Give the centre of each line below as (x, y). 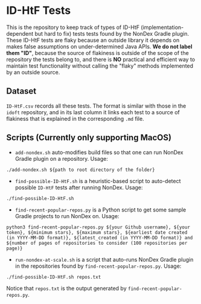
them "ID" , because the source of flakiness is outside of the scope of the (97, 53)
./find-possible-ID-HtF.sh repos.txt (54, 277)
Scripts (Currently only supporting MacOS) (89, 137)
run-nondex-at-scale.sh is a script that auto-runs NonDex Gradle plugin (104, 259)
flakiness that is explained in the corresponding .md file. (75, 118)
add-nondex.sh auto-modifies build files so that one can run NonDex (99, 152)
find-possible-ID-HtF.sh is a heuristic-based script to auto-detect (98, 181)
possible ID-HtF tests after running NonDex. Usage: (79, 187)
